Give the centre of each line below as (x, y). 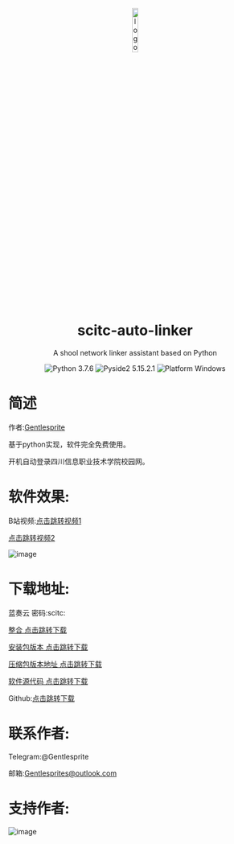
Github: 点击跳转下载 (41, 698)
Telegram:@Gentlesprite (49, 756)
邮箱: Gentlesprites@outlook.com (63, 773)
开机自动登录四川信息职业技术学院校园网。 (79, 461)
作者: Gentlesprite (37, 427)
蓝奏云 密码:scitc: (37, 612)
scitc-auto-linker (135, 331)
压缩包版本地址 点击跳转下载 (55, 664)
